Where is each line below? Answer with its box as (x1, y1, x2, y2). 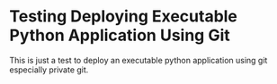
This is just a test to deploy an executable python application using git (9, 55, 268, 65)
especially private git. (9, 64, 89, 75)
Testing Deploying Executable (9, 6, 238, 27)
